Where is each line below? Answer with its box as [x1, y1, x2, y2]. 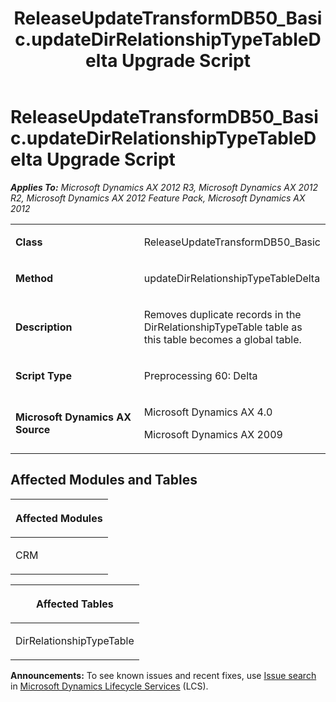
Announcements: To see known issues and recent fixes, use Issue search [10, 669, 317, 681]
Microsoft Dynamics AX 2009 [143, 427, 283, 441]
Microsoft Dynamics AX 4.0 [143, 405, 273, 419]
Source [15, 422, 51, 436]
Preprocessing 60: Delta [143, 368, 258, 382]
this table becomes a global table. [143, 332, 302, 346]
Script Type [15, 368, 72, 382]
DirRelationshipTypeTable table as [143, 320, 303, 334]
